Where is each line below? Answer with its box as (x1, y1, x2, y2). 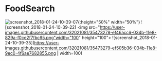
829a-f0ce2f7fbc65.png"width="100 (5, 35, 79, 41)
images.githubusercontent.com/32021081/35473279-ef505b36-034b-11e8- (5, 45, 157, 51)
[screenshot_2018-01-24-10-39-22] (5, 24, 76, 30)
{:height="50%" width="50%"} (77, 19, 140, 25)
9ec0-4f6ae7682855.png (5, 50, 56, 56)
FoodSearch (5, 3, 55, 14)
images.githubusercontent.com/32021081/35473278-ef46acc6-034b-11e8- (5, 29, 157, 35)
